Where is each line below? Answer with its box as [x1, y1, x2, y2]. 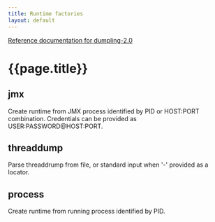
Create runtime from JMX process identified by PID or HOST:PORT [8, 106, 200, 116]
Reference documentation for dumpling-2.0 [8, 36, 133, 44]
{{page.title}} [8, 60, 88, 76]
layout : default [8, 17, 55, 24]
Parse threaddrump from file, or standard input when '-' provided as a [8, 160, 209, 169]
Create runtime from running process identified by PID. [8, 207, 166, 216]
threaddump [8, 141, 64, 154]
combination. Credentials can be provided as [8, 114, 137, 123]
